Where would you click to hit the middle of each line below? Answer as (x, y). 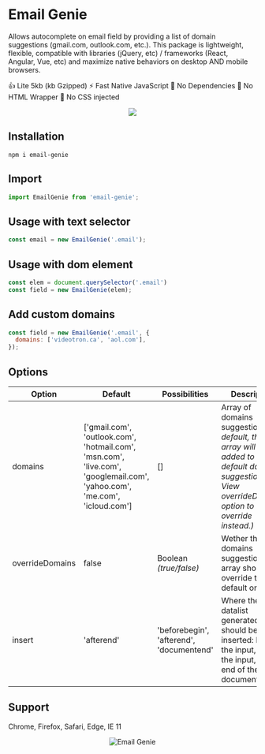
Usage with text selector (69, 221)
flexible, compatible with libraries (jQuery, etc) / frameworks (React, (118, 53)
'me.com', (102, 496)
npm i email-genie (38, 155)
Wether (234, 538)
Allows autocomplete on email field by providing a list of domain (112, 36)
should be (239, 630)
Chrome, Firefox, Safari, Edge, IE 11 (65, 726)
